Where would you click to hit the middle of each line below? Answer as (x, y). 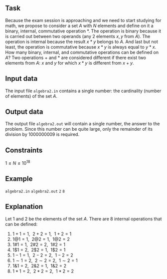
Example (19, 179)
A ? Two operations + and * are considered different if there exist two (76, 58)
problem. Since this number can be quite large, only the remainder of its (79, 129)
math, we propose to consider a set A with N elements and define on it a (79, 26)
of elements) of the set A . (31, 96)
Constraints (24, 150)
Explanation (24, 207)
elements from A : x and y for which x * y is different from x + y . (70, 63)
